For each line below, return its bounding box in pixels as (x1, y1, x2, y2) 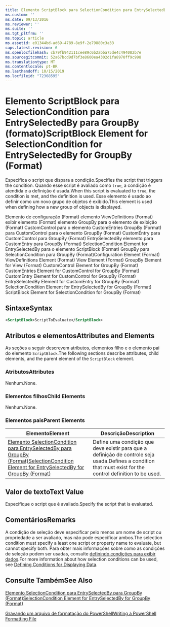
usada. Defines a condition (93, 457, 155, 465)
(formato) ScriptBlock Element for (5, 128, 148, 140)
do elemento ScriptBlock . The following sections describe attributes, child (5, 350, 159, 356)
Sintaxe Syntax (5, 304, 53, 313)
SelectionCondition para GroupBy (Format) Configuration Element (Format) (5, 251, 160, 257)
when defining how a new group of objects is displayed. (5, 204, 122, 210)
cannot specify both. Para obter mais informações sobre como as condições (5, 545, 165, 551)
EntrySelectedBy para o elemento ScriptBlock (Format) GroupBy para (5, 246, 150, 252)
